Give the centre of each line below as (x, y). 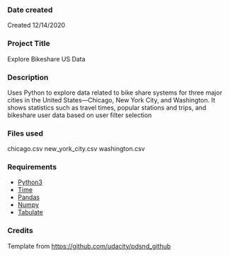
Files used (25, 133)
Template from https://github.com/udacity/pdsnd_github (89, 246)
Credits (20, 231)
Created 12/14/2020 (36, 25)
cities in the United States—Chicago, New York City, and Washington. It (111, 100)
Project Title (29, 44)
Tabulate (30, 213)
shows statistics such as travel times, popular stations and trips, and (107, 107)
